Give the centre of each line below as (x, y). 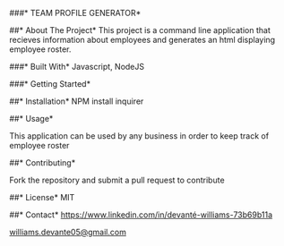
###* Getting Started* (50, 84)
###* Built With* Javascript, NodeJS (77, 67)
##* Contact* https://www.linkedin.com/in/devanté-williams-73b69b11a (141, 215)
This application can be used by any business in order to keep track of (139, 136)
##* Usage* (31, 119)
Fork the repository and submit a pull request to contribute (117, 180)
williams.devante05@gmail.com (68, 232)
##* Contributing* (43, 163)
